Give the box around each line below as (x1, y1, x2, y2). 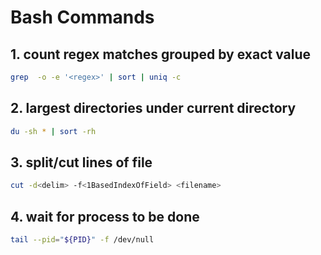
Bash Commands (10, 6, 155, 29)
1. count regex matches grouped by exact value (10, 46, 312, 63)
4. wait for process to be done (10, 208, 200, 225)
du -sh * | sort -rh (10, 126, 97, 136)
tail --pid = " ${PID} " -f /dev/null (10, 235, 155, 245)
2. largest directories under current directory (10, 100, 297, 117)
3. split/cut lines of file (10, 154, 153, 171)
